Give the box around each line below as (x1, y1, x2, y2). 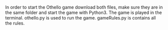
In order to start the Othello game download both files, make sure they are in (5, 4, 163, 10)
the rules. (5, 20, 25, 26)
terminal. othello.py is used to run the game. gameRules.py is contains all (5, 15, 156, 20)
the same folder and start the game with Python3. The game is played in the (5, 9, 162, 15)
